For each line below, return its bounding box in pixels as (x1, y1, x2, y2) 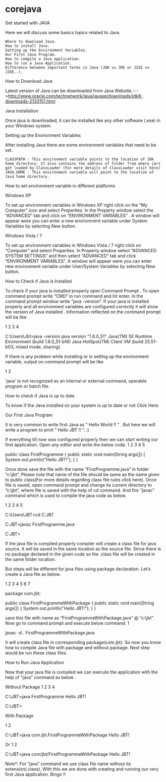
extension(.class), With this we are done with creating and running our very (5, 766, 159, 772)
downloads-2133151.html (5, 98, 55, 104)
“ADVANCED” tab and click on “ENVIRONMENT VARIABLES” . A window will (5, 212, 160, 219)
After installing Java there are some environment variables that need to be (5, 142, 157, 148)
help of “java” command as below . (5, 674, 77, 680)
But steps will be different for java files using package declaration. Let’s (5, 566, 151, 572)
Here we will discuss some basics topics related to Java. (5, 29, 120, 35)
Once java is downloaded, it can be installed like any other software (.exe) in (5, 117, 161, 123)
